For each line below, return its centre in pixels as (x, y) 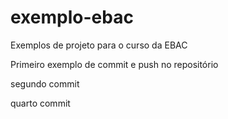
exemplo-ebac (72, 17)
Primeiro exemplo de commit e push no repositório (114, 64)
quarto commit (40, 103)
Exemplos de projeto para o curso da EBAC (99, 45)
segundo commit (45, 83)
